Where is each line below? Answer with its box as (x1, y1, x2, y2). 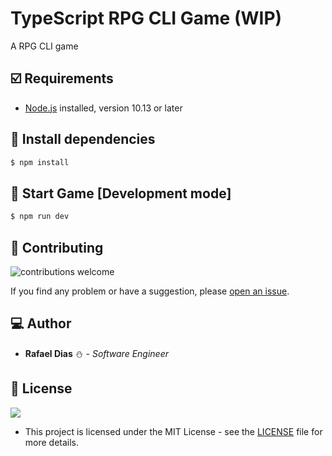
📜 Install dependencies (10, 131, 156, 148)
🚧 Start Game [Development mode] (10, 185, 232, 202)
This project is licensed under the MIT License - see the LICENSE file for (24, 425, 323, 437)
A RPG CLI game (10, 40, 79, 52)
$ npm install (10, 157, 70, 167)
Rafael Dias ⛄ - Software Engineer (24, 347, 170, 359)
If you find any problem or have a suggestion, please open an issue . (10, 285, 290, 297)
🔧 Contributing (10, 239, 104, 256)
